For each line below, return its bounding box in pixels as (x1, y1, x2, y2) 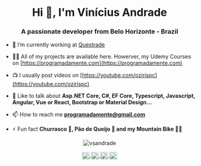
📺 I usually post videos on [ (12, 71, 82, 79)
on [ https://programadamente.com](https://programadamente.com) (12, 59, 183, 67)
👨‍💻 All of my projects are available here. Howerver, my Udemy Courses (12, 53, 191, 60)
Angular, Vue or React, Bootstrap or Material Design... (12, 99, 152, 106)
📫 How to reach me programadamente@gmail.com (12, 111, 145, 118)
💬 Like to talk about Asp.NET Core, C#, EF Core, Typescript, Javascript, (12, 92, 196, 99)
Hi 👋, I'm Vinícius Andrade (32, 5, 167, 20)
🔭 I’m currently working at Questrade (12, 41, 105, 48)
